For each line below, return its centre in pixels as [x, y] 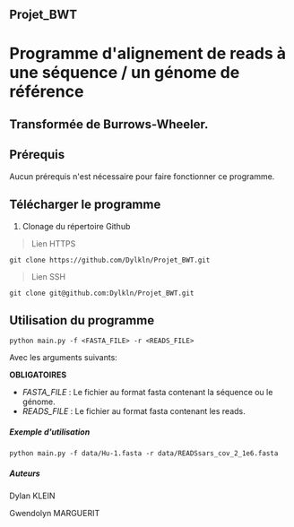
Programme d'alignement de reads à [148, 53]
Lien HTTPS [53, 243]
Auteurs [25, 473]
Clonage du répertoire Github [76, 226]
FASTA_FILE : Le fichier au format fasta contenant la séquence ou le [147, 393]
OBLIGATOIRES [38, 375]
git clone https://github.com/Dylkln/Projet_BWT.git [110, 260]
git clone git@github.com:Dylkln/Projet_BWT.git [102, 293]
